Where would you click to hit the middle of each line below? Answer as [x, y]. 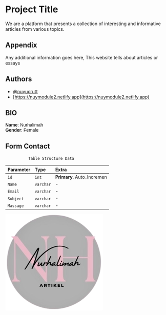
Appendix [21, 45]
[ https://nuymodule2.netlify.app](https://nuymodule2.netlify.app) [81, 97]
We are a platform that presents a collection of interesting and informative [83, 24]
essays [13, 63]
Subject [16, 199]
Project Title [32, 9]
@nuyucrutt [25, 91]
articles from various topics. [35, 29]
